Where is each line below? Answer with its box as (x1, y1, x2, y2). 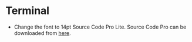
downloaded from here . (14, 29, 71, 36)
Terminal (5, 4, 50, 17)
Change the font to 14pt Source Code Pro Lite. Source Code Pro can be (14, 23, 187, 30)
